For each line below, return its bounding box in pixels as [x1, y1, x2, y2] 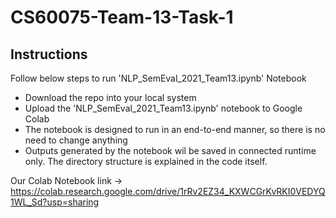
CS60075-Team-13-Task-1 [10, 6, 234, 29]
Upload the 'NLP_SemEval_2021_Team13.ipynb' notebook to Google [24, 102, 303, 114]
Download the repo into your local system [24, 92, 197, 103]
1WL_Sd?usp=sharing [10, 196, 100, 208]
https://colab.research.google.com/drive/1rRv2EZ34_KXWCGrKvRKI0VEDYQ [10, 186, 326, 197]
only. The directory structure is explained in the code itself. [24, 156, 268, 167]
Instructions [10, 46, 88, 63]
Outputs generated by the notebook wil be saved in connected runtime [24, 145, 317, 156]
